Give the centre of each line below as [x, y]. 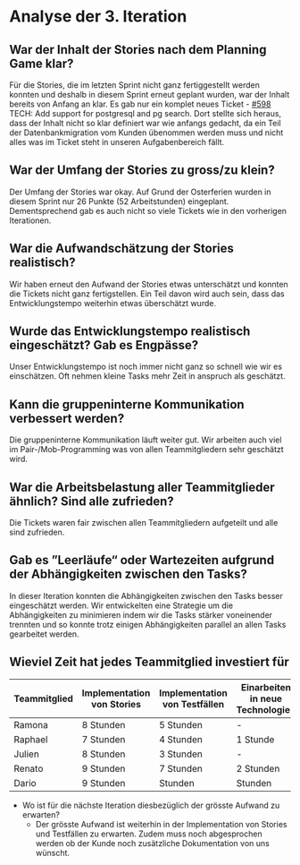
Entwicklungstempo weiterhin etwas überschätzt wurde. [113, 303]
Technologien [266, 709]
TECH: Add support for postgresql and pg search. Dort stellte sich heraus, [146, 113]
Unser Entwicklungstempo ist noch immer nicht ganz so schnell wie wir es [146, 367]
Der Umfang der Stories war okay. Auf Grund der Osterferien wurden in [140, 192]
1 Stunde [255, 739]
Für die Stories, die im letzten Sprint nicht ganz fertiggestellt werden [135, 85]
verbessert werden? [67, 418]
